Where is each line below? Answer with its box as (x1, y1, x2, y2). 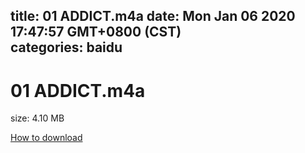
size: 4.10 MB (10, 112, 65, 124)
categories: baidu (10, 39, 123, 56)
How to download (10, 132, 83, 144)
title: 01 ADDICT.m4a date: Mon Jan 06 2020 (10, 8, 296, 25)
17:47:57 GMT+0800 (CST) (10, 24, 182, 41)
